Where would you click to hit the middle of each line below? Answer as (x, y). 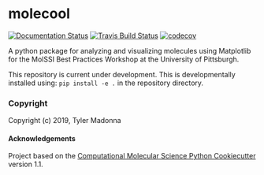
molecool (39, 14)
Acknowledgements (42, 138)
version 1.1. (26, 164)
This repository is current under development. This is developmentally (122, 74)
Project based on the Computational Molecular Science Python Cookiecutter (132, 156)
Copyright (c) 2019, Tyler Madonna (65, 121)
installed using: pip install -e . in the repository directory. (106, 83)
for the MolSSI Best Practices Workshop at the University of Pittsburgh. (124, 59)
